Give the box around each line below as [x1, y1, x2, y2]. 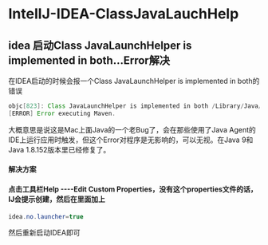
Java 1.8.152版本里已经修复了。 [8, 144, 111, 154]
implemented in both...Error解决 [8, 53, 170, 67]
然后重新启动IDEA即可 [8, 228, 81, 238]
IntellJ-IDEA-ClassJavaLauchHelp [8, 5, 239, 23]
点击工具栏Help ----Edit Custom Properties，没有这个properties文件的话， [8, 184, 258, 194]
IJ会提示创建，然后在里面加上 [8, 194, 106, 204]
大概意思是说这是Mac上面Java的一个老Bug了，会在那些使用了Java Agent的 [8, 124, 257, 134]
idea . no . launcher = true [8, 212, 84, 220]
